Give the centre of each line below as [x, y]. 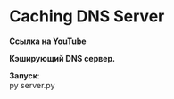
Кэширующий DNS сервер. [62, 58]
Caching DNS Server [87, 16]
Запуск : [25, 75]
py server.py [32, 85]
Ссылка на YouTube [48, 41]
